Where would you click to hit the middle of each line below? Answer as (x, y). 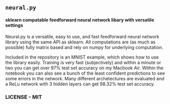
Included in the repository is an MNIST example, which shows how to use (82, 57)
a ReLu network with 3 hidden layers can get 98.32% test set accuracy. (80, 84)
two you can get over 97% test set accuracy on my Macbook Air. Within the (84, 68)
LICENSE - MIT (24, 97)
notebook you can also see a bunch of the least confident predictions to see (85, 73)
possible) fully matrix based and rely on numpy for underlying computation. (84, 47)
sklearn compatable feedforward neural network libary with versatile (80, 20)
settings (14, 25)
